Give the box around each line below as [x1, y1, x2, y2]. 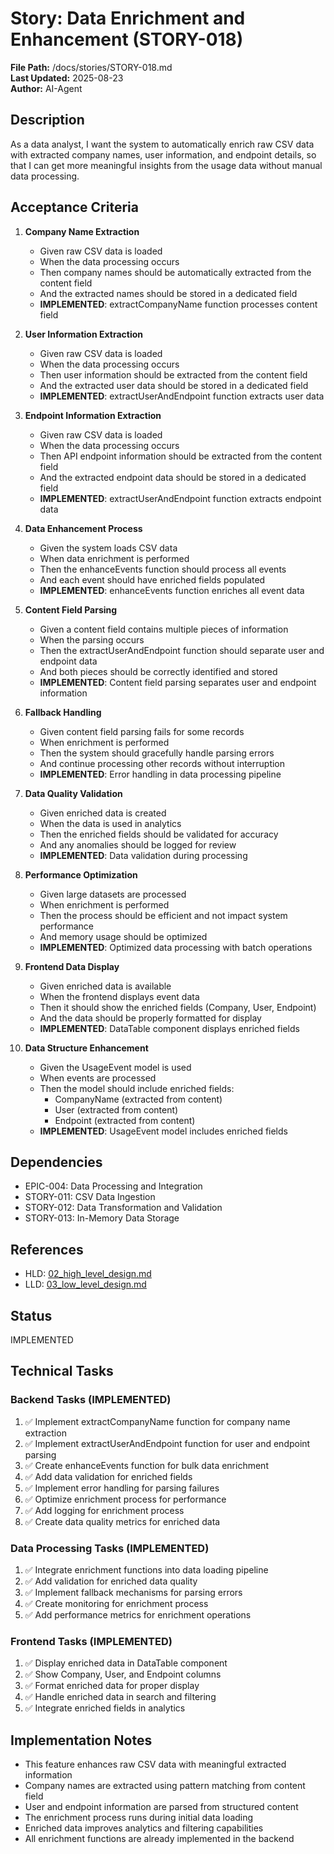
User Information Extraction [24, 328, 144, 340]
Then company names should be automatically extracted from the [39, 266, 312, 278]
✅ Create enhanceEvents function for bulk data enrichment [24, 1459, 269, 1471]
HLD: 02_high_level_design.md [24, 1268, 152, 1280]
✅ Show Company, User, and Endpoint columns [24, 1668, 222, 1681]
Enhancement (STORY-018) [10, 28, 244, 51]
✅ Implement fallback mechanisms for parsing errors [24, 1586, 243, 1598]
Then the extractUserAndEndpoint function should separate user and [39, 644, 325, 656]
